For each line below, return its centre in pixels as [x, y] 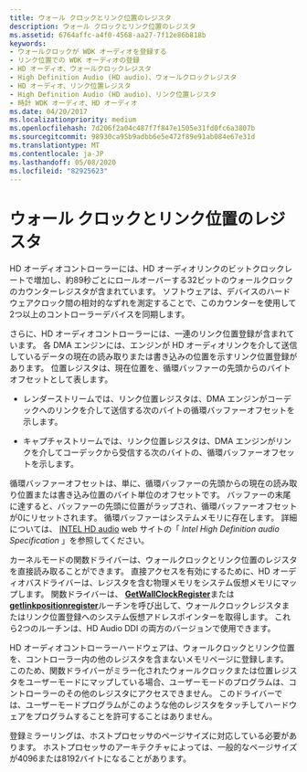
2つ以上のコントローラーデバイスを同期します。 [100, 314]
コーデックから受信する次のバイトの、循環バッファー [163, 452]
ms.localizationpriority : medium [73, 120]
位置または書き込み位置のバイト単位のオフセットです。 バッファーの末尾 [154, 495]
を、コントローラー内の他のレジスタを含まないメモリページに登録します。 [149, 660]
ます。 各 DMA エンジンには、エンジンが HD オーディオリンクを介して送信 [157, 345]
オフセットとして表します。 [61, 379]
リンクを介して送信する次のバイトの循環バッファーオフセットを [175, 410]
